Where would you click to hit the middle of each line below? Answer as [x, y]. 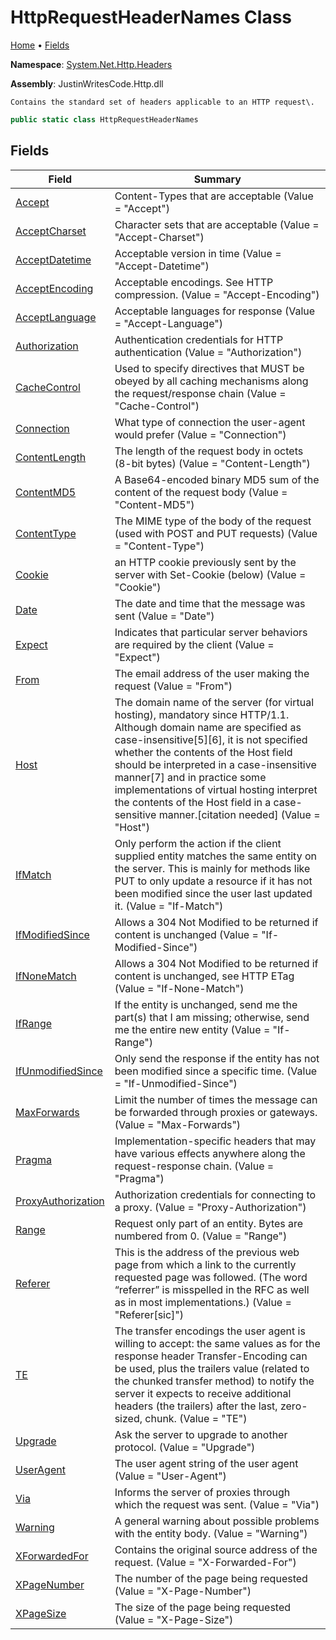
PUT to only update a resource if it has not [213, 881]
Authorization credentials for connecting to [215, 1194]
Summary [217, 179]
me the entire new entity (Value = [192, 1029]
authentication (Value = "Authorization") [208, 352]
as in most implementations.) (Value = [203, 1302]
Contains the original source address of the [216, 1549]
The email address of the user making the [212, 673]
